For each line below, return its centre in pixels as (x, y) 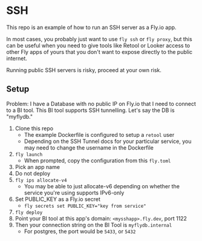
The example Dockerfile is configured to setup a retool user (99, 134)
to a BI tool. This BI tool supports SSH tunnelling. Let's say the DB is (90, 110)
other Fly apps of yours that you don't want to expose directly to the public (99, 51)
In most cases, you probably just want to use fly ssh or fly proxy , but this (99, 39)
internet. (17, 58)
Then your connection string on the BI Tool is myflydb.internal (93, 225)
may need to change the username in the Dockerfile (89, 147)
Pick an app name (37, 167)
